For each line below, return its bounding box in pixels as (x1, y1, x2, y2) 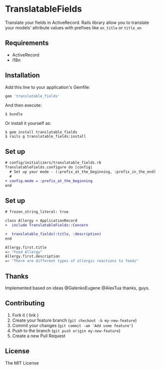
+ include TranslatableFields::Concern (5, 223, 89, 228)
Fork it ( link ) (12, 312, 39, 318)
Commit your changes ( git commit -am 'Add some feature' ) (12, 322, 133, 328)
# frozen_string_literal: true (5, 209, 69, 214)
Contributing (5, 299, 45, 308)
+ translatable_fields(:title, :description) (5, 231, 102, 236)
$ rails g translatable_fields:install (5, 134, 86, 139)
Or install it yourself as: (5, 121, 51, 126)
